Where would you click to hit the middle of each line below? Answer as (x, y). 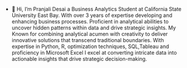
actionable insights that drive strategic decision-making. (79, 59)
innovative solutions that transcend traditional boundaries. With (88, 40)
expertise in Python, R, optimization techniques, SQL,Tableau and (90, 46)
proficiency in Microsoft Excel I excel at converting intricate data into (94, 52)
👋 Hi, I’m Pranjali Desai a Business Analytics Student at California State (96, 9)
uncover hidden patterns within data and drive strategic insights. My (94, 28)
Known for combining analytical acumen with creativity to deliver (90, 34)
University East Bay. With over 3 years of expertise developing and (92, 15)
